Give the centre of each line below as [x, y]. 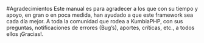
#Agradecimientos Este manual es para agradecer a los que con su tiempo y [102, 9]
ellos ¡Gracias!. [25, 34]
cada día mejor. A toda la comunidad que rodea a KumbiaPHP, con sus [95, 21]
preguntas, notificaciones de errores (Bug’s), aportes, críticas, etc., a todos [100, 27]
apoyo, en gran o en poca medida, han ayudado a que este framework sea [100, 15]
